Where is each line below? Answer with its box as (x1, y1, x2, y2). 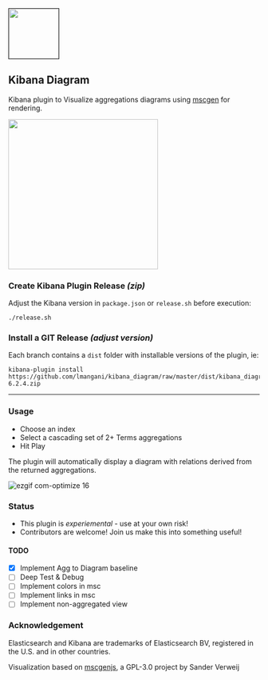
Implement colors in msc (19, 582, 101, 591)
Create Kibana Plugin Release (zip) (8, 280, 146, 291)
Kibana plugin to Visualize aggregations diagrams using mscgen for (8, 94, 231, 104)
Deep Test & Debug (19, 572, 85, 582)
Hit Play (19, 441, 45, 450)
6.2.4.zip (8, 380, 41, 388)
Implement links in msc (19, 590, 96, 600)
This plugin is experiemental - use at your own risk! (19, 519, 189, 528)
